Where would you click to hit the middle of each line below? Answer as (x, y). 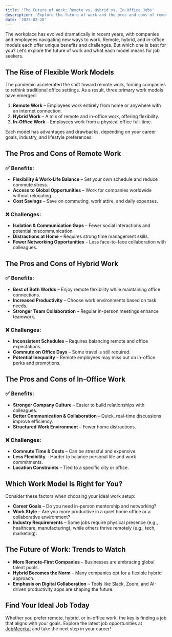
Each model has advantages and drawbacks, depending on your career (81, 132)
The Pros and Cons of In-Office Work (65, 379)
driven (19, 589)
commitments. (28, 462)
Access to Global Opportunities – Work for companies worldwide (82, 190)
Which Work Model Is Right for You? (64, 484)
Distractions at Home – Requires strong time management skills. (81, 236)
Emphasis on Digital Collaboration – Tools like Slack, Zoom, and (81, 584)
